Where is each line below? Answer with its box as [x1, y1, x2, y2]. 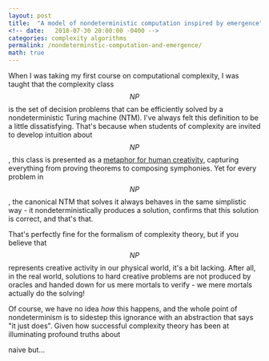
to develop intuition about [8, 130, 93, 139]
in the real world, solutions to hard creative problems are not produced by [8, 271, 251, 281]
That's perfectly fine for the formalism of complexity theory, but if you [8, 230, 239, 239]
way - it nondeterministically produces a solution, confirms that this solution [8, 206, 259, 215]
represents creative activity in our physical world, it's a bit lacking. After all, [8, 263, 256, 272]
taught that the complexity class [8, 79, 114, 89]
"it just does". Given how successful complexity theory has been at [8, 321, 230, 331]
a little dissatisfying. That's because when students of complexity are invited [8, 122, 261, 130]
